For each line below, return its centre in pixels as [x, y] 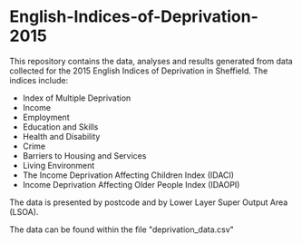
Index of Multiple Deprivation [77, 98]
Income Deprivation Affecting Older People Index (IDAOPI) [131, 184]
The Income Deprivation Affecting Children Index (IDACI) [128, 175]
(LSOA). [24, 211]
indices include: [39, 80]
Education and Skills [60, 127]
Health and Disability [61, 136]
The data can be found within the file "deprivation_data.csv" [122, 229]
